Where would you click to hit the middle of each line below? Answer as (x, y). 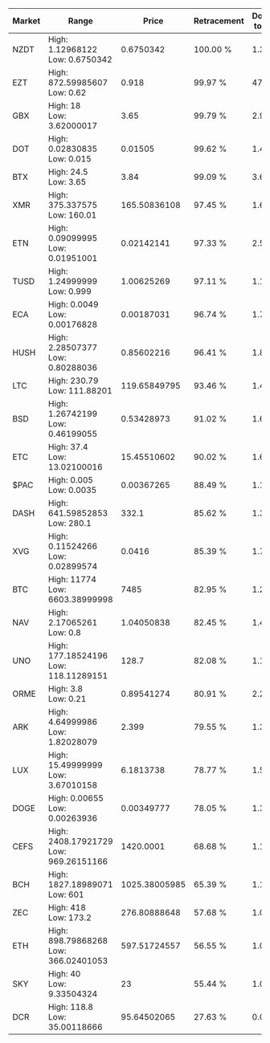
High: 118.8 (71, 1007)
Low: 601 (66, 894)
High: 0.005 (71, 480)
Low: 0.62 (67, 93)
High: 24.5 (68, 172)
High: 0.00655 (76, 798)
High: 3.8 (65, 689)
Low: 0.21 (67, 699)
